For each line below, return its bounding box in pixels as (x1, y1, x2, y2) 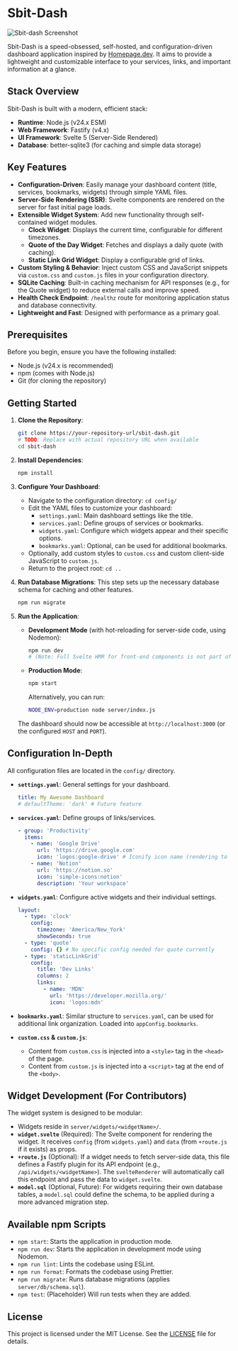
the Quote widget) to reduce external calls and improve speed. (17, 285, 200, 294)
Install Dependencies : (17, 456, 84, 464)
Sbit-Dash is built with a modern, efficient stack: (7, 104, 148, 113)
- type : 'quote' (24, 939, 72, 946)
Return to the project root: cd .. (28, 564, 122, 572)
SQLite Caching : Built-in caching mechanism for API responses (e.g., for (17, 278, 230, 287)
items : (24, 833, 44, 841)
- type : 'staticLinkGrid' (24, 953, 101, 960)
